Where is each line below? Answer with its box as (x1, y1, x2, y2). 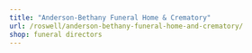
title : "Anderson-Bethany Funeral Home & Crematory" (9, 13, 211, 22)
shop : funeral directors (9, 30, 103, 39)
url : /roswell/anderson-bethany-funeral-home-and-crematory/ (9, 22, 244, 31)
